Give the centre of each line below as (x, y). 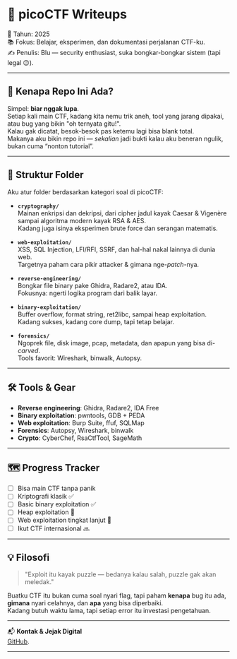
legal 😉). (20, 62)
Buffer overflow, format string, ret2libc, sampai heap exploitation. (112, 314)
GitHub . (18, 641)
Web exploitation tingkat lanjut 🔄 (64, 520)
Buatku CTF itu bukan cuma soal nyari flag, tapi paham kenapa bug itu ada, (117, 595)
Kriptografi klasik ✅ (45, 497)
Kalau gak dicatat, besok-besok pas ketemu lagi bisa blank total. (101, 131)
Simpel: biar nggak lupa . (43, 108)
